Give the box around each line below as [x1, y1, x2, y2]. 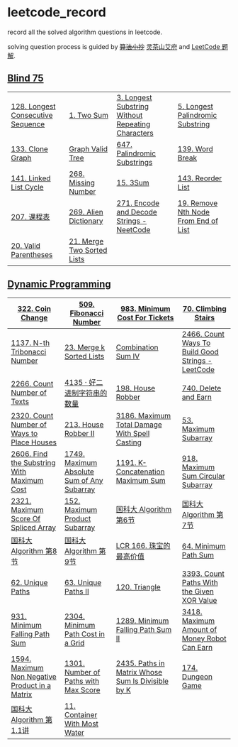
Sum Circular [181, 471, 225, 481]
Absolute [64, 467, 94, 476]
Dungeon [181, 672, 213, 682]
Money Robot [181, 633, 227, 643]
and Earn [181, 392, 212, 402]
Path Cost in [64, 629, 105, 639]
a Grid [64, 638, 85, 648]
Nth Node [177, 207, 210, 217]
